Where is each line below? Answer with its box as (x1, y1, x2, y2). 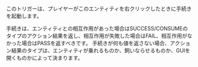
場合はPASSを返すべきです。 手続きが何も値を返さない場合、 (21, 40, 170, 46)
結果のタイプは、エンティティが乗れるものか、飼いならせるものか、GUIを (11, 47, 191, 54)
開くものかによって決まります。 (6, 55, 83, 61)
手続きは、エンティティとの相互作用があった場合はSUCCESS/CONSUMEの (6, 25, 188, 32)
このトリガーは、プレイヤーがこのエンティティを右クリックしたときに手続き (6, 5, 192, 12)
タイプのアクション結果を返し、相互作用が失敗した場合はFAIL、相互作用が (6, 32, 187, 39)
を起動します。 (6, 12, 43, 19)
